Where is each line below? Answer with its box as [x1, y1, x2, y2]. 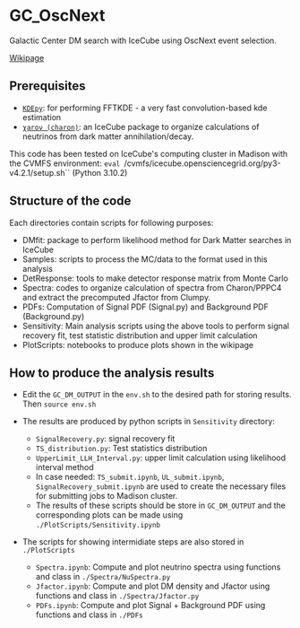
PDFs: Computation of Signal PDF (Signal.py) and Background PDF [21, 301, 269, 312]
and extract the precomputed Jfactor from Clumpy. [21, 292, 211, 302]
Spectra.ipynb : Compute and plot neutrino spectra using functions [35, 562, 281, 572]
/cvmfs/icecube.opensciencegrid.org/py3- [124, 158, 281, 169]
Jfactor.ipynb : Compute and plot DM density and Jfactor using [35, 580, 270, 592]
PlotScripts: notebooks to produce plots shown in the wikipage [21, 339, 254, 350]
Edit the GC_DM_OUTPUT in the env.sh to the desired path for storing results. [21, 389, 292, 400]
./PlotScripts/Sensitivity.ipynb [35, 521, 161, 530]
